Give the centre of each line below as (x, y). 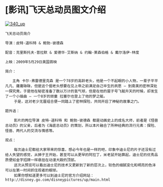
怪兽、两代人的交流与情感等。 (31, 131)
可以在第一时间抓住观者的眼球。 (33, 170)
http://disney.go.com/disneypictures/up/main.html (58, 180)
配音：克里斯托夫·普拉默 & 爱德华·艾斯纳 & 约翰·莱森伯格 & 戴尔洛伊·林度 (72, 52)
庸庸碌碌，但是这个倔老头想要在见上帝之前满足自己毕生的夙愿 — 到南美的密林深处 (87, 86)
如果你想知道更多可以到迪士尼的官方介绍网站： (54, 175)
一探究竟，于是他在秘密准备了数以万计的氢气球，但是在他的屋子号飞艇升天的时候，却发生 (81, 91)
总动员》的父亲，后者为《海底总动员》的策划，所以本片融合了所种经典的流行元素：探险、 (81, 125)
